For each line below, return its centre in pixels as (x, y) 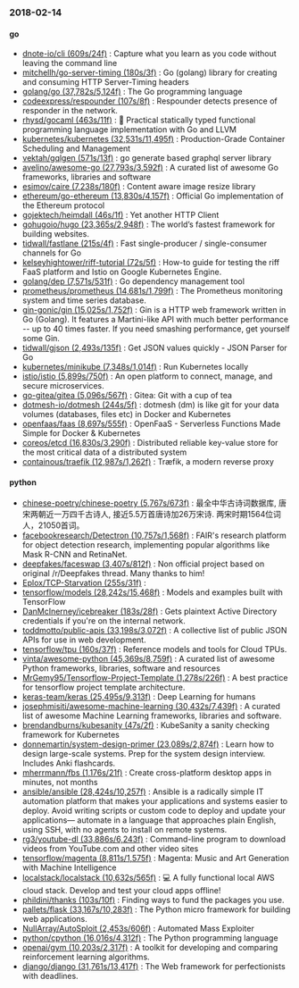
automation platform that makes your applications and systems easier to (155, 801)
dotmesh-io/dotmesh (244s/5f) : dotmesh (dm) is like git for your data (150, 405)
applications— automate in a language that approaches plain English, (149, 820)
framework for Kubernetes (71, 735)
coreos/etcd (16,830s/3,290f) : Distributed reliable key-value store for (150, 443)
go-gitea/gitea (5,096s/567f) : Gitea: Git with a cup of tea (127, 396)
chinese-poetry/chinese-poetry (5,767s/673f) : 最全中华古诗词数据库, (149, 503)
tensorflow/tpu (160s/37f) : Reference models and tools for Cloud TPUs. (154, 649)
